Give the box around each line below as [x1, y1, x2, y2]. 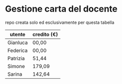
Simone [7, 63, 25, 69]
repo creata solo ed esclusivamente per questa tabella [5, 19, 115, 25]
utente [9, 31, 26, 37]
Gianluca [7, 39, 28, 46]
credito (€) [32, 31, 58, 37]
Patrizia [7, 55, 25, 62]
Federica [7, 47, 28, 54]
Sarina [7, 70, 22, 77]
